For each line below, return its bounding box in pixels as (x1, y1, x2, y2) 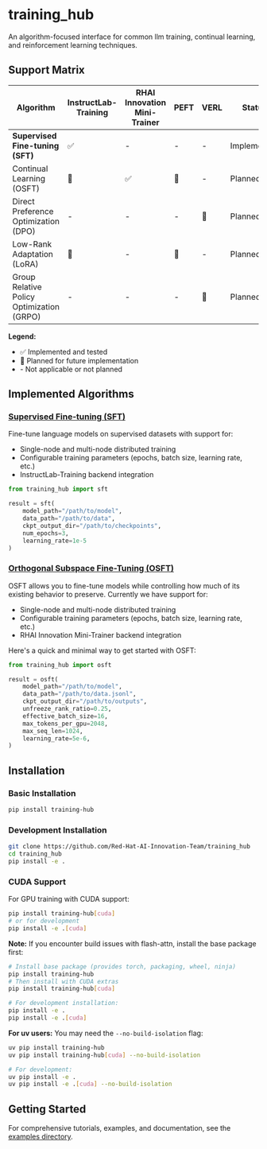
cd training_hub (8, 850, 62, 858)
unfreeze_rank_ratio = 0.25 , (22, 705, 112, 713)
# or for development (8, 917, 80, 926)
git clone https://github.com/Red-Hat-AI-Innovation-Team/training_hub (8, 843, 250, 851)
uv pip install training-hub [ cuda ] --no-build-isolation (8, 1051, 201, 1059)
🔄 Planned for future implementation (19, 355, 139, 365)
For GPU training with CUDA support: (8, 895, 130, 904)
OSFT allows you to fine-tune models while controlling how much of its (8, 580, 240, 590)
